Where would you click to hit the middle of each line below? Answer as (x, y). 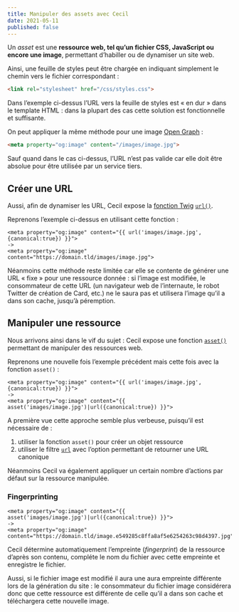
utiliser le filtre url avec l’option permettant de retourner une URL (113, 449)
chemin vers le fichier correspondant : (63, 76)
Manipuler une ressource (64, 323)
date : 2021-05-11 (33, 21)
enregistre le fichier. (37, 565)
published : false (33, 27)
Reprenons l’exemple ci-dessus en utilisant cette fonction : (93, 219)
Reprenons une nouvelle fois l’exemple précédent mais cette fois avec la (113, 362)
